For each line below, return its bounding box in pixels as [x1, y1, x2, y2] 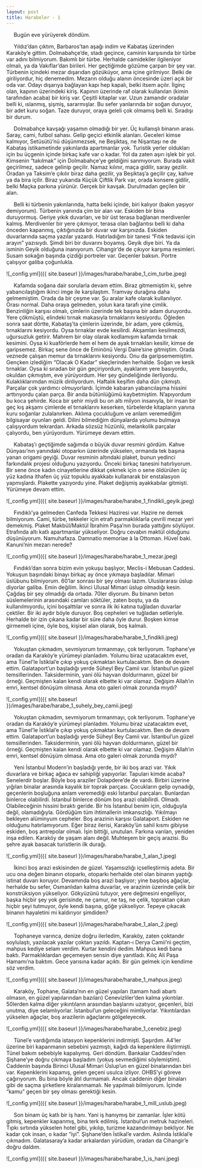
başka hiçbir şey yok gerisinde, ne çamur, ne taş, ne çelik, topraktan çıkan [6, 896, 190, 903]
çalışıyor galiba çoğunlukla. [6, 258, 74, 265]
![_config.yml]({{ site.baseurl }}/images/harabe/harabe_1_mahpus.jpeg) [6, 976, 183, 983]
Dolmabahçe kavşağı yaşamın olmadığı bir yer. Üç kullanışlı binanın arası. [13, 125, 195, 132]
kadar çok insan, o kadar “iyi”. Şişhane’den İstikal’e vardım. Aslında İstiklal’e [6, 1130, 193, 1137]
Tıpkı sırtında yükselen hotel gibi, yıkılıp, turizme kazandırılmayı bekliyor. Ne [6, 1124, 194, 1131]
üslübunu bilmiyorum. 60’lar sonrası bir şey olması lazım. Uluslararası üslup [6, 577, 193, 584]
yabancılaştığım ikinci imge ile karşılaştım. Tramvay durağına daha [6, 288, 170, 295]
